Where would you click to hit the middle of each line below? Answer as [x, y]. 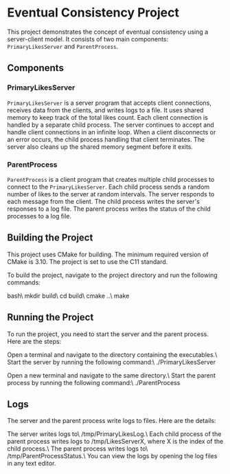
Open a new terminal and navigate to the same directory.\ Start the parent [112, 375]
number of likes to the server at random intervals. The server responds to [111, 194]
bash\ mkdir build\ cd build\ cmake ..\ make [68, 296]
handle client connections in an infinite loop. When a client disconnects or [112, 132]
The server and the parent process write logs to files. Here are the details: [112, 421]
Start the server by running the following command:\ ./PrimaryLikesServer [112, 362]
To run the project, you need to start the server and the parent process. [108, 334]
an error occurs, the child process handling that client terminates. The [106, 139]
